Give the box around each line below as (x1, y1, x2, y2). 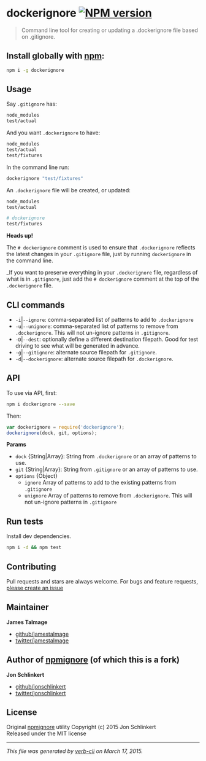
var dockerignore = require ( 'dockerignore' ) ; (6, 424, 124, 430)
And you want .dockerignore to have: (6, 129, 101, 136)
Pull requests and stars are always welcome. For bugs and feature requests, (6, 577, 198, 585)
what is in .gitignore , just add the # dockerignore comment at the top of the (6, 275, 199, 283)
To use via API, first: (6, 389, 57, 396)
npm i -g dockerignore (6, 67, 64, 73)
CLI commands (6, 300, 66, 310)
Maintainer (6, 602, 49, 612)
